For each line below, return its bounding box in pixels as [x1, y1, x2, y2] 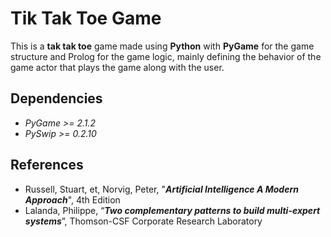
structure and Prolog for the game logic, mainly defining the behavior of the [10, 50, 322, 62]
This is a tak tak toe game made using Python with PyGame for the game [10, 40, 315, 52]
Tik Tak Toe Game [10, 7, 162, 30]
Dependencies [10, 90, 103, 107]
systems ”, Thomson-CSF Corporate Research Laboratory [24, 215, 263, 227]
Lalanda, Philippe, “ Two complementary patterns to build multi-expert [24, 204, 321, 216]
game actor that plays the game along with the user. [10, 61, 225, 73]
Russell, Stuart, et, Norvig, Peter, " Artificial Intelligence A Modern [24, 183, 299, 195]
